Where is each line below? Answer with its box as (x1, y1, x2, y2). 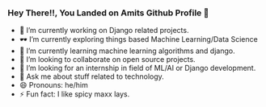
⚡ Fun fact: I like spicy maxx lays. (19, 89, 130, 99)
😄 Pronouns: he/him (19, 80, 88, 90)
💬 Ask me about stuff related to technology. (19, 72, 165, 81)
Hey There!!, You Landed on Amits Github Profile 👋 (7, 7, 209, 19)
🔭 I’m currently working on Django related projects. (19, 26, 189, 35)
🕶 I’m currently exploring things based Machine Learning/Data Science (19, 35, 258, 44)
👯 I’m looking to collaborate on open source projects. (19, 55, 196, 64)
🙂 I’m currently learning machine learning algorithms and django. (19, 46, 235, 56)
